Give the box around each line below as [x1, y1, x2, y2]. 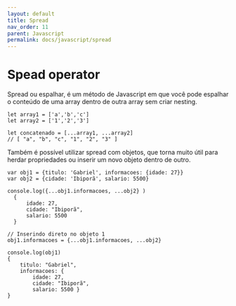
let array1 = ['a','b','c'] [7, 111, 90, 118]
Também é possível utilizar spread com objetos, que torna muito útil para [7, 148, 218, 157]
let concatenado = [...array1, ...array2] [7, 129, 133, 137]
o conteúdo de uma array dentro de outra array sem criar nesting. [7, 98, 198, 106]
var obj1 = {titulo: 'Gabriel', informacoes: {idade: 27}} [7, 170, 184, 177]
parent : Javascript [7, 30, 65, 37]
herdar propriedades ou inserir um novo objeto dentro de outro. [7, 155, 191, 164]
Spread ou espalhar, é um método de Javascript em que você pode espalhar [7, 90, 229, 98]
